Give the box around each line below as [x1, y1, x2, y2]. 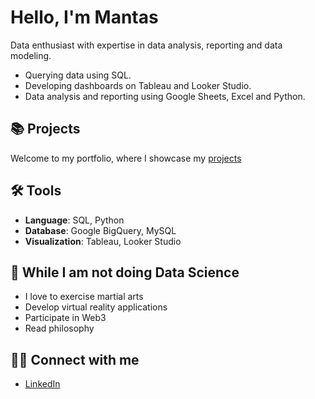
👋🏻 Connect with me [10, 351, 140, 368]
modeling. [10, 49, 52, 61]
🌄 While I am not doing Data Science [10, 264, 240, 281]
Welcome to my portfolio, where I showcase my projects [10, 152, 242, 164]
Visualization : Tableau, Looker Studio [24, 235, 182, 247]
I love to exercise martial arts [24, 291, 144, 303]
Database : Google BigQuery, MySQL [24, 224, 177, 236]
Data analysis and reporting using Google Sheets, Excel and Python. [24, 90, 306, 102]
